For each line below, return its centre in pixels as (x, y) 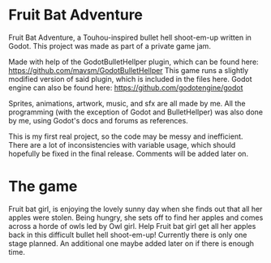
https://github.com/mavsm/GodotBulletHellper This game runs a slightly (129, 70)
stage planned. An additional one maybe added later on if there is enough (131, 243)
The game (43, 186)
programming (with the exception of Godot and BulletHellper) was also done (136, 112)
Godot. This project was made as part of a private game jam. (110, 45)
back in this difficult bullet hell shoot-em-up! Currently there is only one (128, 235)
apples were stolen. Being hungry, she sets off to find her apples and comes (136, 218)
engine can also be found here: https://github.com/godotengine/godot (126, 88)
